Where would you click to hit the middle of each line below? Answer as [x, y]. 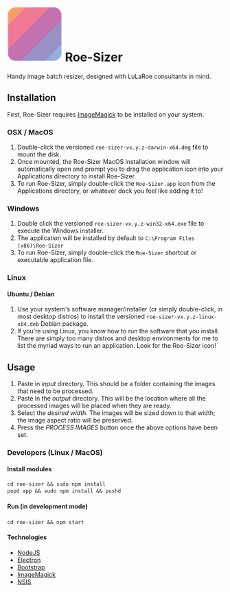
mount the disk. [39, 154]
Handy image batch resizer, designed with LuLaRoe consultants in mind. [109, 76]
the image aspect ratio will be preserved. [75, 421]
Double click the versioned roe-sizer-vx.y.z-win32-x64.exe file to [111, 224]
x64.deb [28, 324]
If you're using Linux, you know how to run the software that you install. [118, 331]
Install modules [30, 469]
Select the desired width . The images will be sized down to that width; [116, 413]
